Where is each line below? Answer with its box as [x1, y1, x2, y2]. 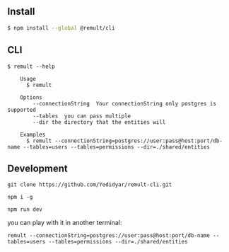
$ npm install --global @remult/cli [7, 24, 115, 31]
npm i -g [7, 194, 33, 201]
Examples [20, 131, 46, 138]
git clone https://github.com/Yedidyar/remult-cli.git [7, 181, 172, 188]
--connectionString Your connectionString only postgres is [33, 100, 217, 107]
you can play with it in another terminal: [7, 219, 122, 227]
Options [20, 93, 42, 101]
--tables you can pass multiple [33, 113, 131, 120]
